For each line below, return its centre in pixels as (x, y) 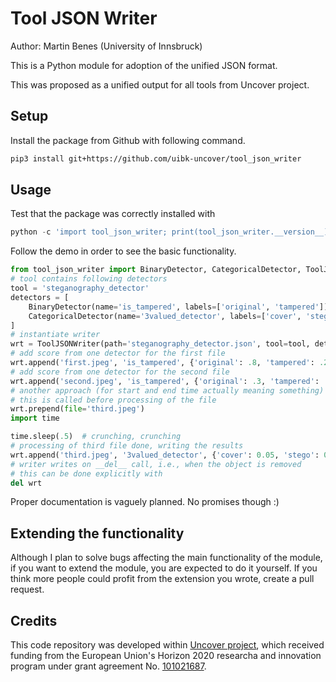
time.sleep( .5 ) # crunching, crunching (96, 437)
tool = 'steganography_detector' (80, 288)
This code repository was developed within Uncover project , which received (167, 645)
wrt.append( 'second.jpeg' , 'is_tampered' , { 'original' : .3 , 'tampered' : (165, 381)
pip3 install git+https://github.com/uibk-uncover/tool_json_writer (156, 158)
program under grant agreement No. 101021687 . (108, 666)
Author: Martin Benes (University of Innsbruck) (106, 46)
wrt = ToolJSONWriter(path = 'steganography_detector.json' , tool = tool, (160, 344)
